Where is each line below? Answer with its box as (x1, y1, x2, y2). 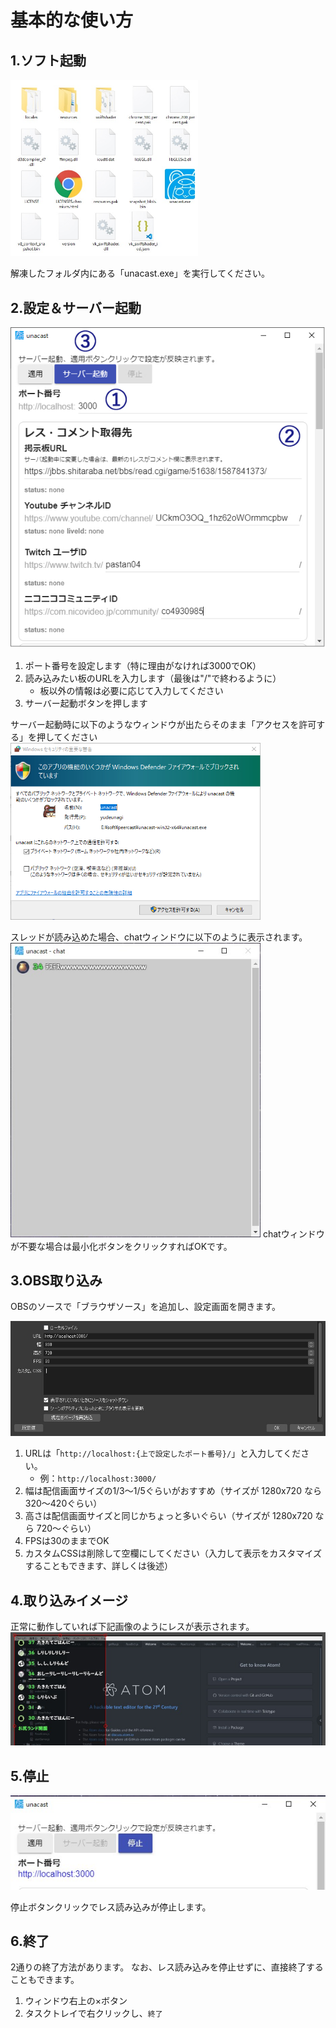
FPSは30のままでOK (24, 1535, 110, 1547)
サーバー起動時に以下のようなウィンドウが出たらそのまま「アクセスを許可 (10, 719, 317, 731)
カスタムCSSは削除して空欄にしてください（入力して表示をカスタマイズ (24, 1547, 322, 1560)
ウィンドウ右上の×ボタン (24, 1995, 128, 2007)
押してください (36, 731, 98, 743)
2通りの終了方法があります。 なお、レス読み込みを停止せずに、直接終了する (10, 1961, 324, 1973)
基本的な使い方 (10, 9, 134, 32)
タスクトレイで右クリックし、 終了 (24, 2007, 163, 2020)
